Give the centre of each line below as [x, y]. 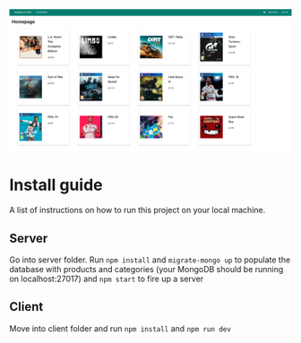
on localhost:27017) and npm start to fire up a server [107, 279]
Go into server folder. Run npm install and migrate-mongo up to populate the [150, 260]
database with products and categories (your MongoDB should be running [146, 269]
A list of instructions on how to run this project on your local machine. [138, 210]
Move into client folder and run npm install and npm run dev [120, 328]
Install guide [56, 185]
